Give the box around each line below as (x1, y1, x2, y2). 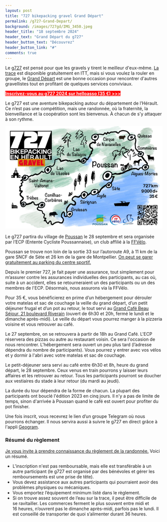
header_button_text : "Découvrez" (5, 40, 75, 45)
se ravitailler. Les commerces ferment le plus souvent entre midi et (12, 500, 150, 506)
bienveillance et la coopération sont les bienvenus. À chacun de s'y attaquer (5, 111, 162, 117)
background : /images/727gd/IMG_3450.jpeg (5, 24, 93, 29)
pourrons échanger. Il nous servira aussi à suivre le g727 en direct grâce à (5, 419, 158, 425)
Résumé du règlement (5, 436, 60, 443)
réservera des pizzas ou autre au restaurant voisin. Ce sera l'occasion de (5, 336, 156, 343)
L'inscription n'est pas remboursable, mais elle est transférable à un (12, 463, 152, 469)
